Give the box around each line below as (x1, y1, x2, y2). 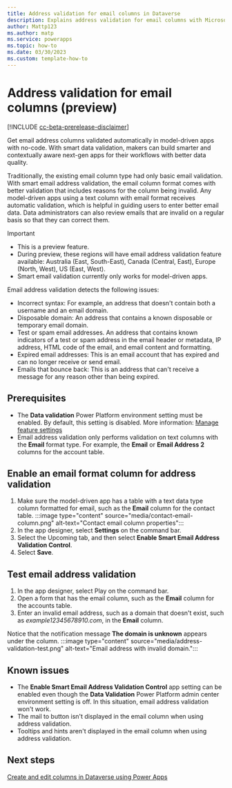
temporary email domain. (17, 321, 88, 329)
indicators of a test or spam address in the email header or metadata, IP (17, 335, 222, 343)
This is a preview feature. (17, 242, 90, 251)
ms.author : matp (7, 29, 54, 37)
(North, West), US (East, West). (17, 265, 106, 273)
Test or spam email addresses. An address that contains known (17, 328, 198, 337)
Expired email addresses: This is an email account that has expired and (17, 350, 220, 359)
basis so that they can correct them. (7, 215, 110, 224)
